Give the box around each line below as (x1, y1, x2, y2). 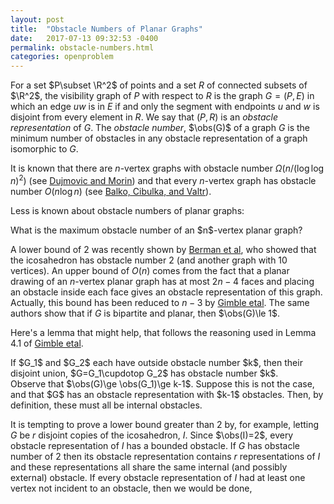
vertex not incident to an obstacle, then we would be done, (10, 482, 253, 494)
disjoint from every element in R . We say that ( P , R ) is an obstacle (10, 111, 279, 123)
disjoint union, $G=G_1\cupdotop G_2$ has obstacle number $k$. (10, 367, 279, 379)
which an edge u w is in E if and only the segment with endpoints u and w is (10, 101, 320, 113)
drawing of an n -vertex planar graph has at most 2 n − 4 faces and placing (10, 275, 315, 287)
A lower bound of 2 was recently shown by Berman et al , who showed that (10, 243, 317, 255)
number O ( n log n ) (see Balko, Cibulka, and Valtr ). (10, 185, 212, 197)
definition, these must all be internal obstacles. (10, 399, 203, 411)
